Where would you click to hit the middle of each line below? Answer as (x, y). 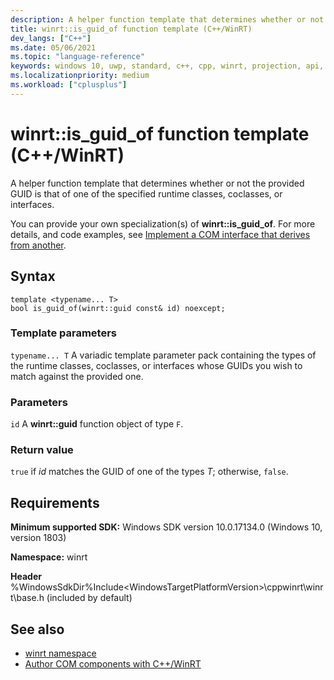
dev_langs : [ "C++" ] (51, 38)
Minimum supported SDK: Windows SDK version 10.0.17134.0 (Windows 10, (166, 527)
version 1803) (38, 538)
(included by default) (89, 598)
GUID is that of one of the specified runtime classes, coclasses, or (146, 193)
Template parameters (63, 333)
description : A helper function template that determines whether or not (167, 19)
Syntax (33, 276)
